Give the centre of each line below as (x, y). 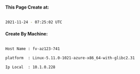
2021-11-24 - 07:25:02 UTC (34, 22)
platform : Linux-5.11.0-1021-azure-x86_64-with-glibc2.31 (70, 58)
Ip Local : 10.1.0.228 (30, 67)
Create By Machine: (27, 33)
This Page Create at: (27, 7)
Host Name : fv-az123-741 (32, 49)
